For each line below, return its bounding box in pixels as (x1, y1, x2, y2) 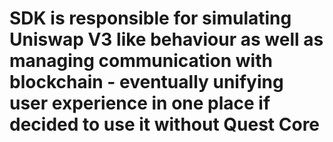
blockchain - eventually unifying (9, 71, 284, 94)
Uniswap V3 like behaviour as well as (9, 28, 324, 51)
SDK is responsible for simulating (9, 7, 292, 30)
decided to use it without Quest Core (9, 113, 321, 136)
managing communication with (9, 50, 273, 72)
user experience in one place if (9, 92, 271, 115)
